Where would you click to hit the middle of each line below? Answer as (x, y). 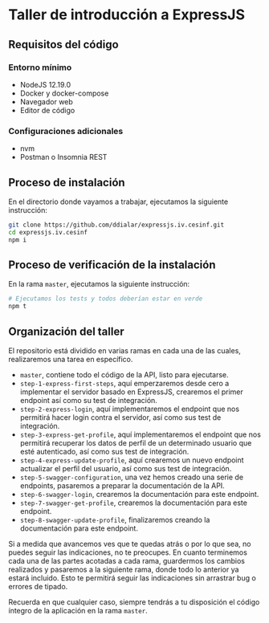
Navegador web (47, 101)
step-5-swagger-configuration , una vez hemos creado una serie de (131, 477)
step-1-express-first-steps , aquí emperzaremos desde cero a (124, 383)
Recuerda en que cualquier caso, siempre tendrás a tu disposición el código (134, 602)
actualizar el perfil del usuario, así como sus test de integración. (126, 468)
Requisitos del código (63, 45)
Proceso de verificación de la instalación (112, 265)
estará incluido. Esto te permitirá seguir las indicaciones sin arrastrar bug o (132, 578)
